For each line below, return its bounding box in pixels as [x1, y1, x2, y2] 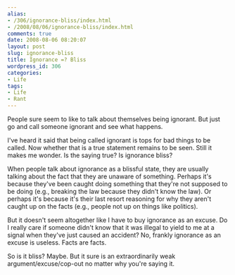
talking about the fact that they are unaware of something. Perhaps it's [7, 172, 212, 181]
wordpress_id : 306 [7, 63, 61, 70]
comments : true [7, 30, 52, 37]
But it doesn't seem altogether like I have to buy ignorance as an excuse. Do [7, 216, 228, 224]
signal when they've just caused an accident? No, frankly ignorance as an [7, 231, 222, 239]
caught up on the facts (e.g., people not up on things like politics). [7, 202, 198, 210]
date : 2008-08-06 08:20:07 [7, 37, 87, 44]
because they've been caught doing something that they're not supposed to [7, 180, 228, 188]
